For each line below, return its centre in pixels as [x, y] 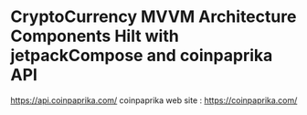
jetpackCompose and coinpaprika [142, 56]
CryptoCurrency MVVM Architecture [153, 17]
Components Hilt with [95, 36]
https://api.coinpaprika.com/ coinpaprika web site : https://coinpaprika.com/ [154, 100]
